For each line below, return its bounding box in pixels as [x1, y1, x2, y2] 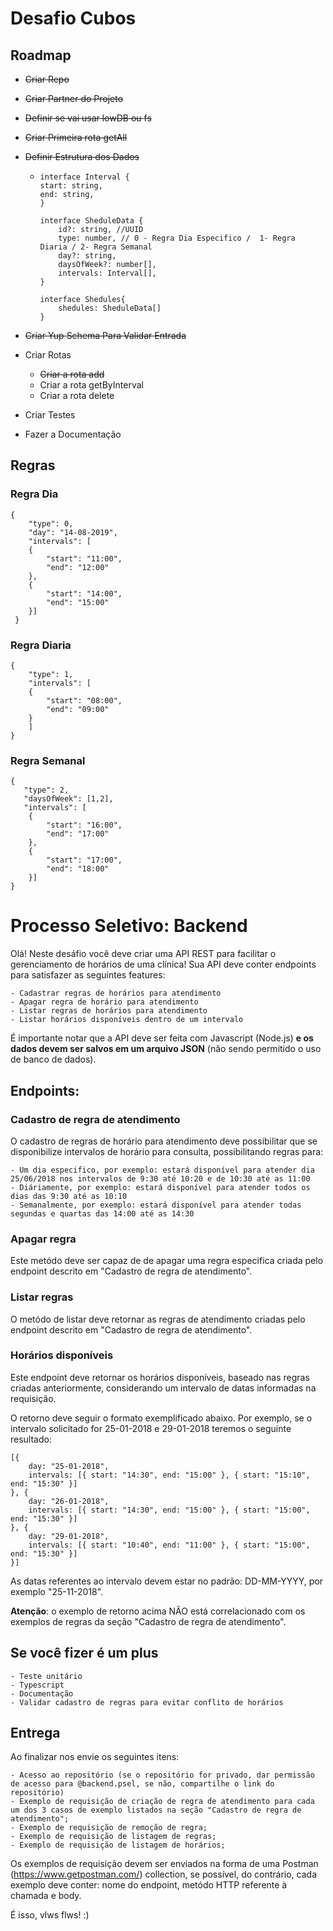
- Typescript [10, 1680, 65, 1690]
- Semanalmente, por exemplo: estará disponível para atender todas [10, 1200, 302, 1210]
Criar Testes [24, 409, 76, 421]
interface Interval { [39, 172, 130, 182]
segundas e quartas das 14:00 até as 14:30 [10, 1208, 195, 1219]
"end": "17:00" [46, 829, 110, 839]
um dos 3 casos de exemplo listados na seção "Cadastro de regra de [10, 1805, 302, 1816]
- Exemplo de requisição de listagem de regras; [10, 1832, 217, 1842]
